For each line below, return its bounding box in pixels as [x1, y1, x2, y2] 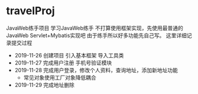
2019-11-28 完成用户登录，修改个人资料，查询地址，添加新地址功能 [14, 66, 178, 73]
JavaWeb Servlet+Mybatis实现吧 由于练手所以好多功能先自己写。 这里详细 [6, 31, 187, 39]
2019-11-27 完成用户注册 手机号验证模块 [14, 59, 112, 66]
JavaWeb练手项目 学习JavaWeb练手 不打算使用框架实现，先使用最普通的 [6, 24, 183, 31]
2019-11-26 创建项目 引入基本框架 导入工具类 [14, 51, 124, 59]
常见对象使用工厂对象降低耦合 [23, 74, 96, 81]
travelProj [6, 4, 55, 18]
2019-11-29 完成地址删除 [14, 81, 75, 88]
